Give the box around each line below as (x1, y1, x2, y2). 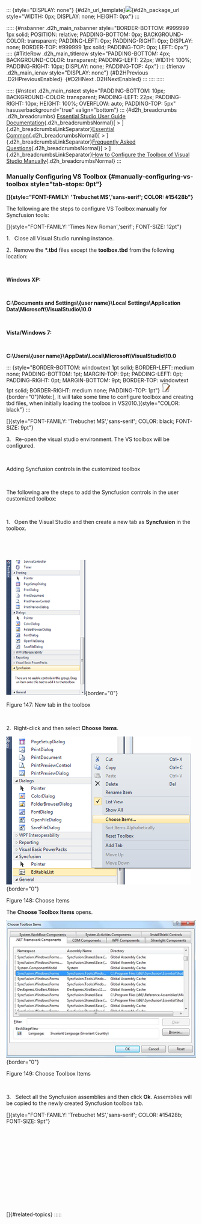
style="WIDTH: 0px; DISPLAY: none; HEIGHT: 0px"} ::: (6, 13, 140, 20)
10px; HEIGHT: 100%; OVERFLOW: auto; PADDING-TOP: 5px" (25, 100, 176, 107)
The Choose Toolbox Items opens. (6, 909, 93, 916)
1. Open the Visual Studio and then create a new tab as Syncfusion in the (6, 519, 191, 526)
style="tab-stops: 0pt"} (29, 180, 102, 188)
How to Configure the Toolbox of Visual (92, 151, 190, 158)
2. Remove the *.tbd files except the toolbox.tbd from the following (6, 246, 174, 254)
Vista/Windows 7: (6, 329, 52, 336)
